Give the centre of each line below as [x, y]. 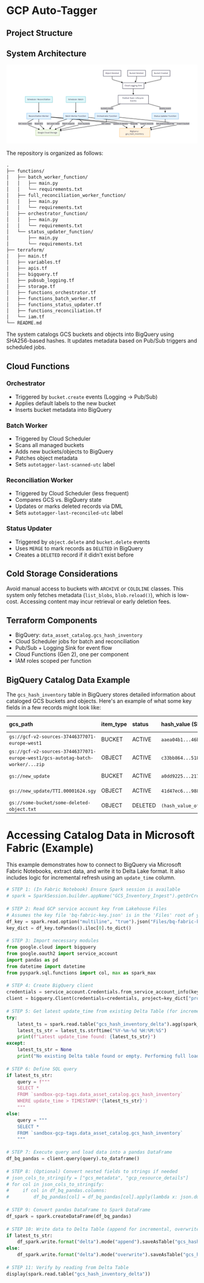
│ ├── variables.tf [34, 262]
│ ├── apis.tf [27, 269]
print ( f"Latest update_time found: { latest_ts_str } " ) [87, 1037]
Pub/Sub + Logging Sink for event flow [63, 648]
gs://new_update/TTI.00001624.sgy [53, 791]
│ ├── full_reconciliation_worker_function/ [66, 196]
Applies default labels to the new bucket [65, 403]
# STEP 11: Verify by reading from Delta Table [68, 1267]
